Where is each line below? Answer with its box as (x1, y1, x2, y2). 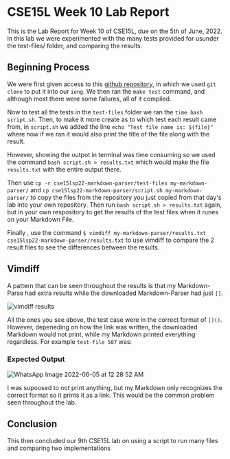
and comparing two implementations (7, 444, 111, 452)
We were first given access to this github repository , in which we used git (7, 80, 216, 88)
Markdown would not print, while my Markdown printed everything (7, 330, 196, 338)
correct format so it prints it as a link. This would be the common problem (7, 391, 215, 399)
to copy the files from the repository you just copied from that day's (30, 193, 222, 201)
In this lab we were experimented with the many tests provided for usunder (7, 34, 220, 42)
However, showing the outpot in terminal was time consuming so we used (7, 150, 216, 159)
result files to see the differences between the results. (7, 243, 160, 252)
